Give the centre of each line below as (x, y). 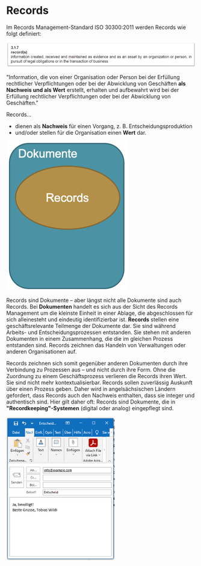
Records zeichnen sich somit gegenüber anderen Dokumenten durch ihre (97, 364)
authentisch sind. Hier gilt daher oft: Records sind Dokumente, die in (91, 402)
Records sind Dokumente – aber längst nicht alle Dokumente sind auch (94, 300)
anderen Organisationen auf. (42, 352)
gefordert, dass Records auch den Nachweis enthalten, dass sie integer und (100, 396)
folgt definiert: (24, 33)
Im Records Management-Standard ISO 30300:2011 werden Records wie (96, 27)
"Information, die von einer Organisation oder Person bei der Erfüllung (93, 77)
